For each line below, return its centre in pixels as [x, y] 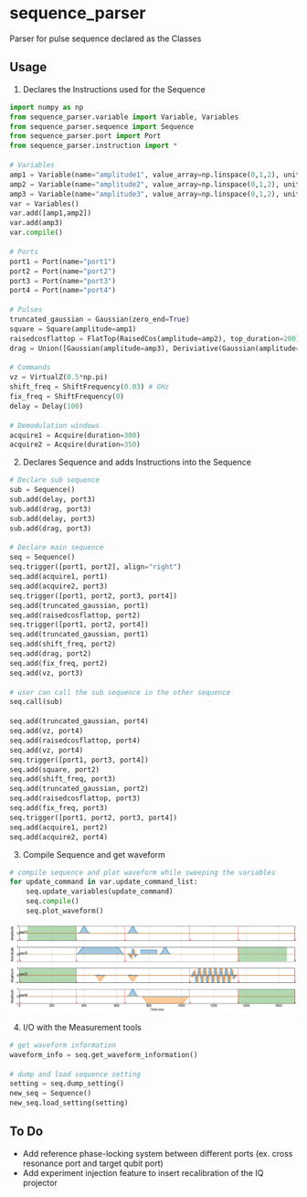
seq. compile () [53, 902]
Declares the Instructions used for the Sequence [114, 89]
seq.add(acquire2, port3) [58, 586]
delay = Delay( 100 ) [47, 406]
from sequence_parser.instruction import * [94, 146]
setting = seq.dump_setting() [67, 1084]
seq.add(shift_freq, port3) [63, 779]
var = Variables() [44, 204]
